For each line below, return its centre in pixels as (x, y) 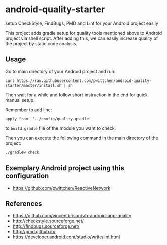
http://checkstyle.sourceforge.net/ (48, 221)
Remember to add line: (29, 110)
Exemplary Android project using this (65, 168)
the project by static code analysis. (41, 43)
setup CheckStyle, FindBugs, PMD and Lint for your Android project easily (82, 23)
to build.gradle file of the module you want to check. (61, 128)
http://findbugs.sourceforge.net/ (46, 226)
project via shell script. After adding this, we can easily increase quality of (82, 38)
